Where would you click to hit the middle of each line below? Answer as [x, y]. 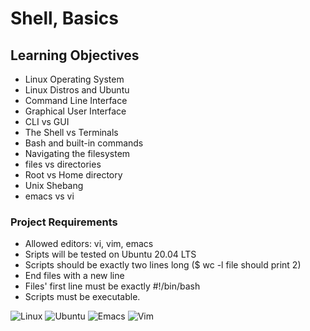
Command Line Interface [76, 100]
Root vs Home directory [73, 175]
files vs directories [63, 164]
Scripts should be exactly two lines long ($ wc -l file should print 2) [163, 265]
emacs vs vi [49, 196]
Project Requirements [64, 222]
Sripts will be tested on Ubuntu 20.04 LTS [110, 254]
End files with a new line [74, 276]
